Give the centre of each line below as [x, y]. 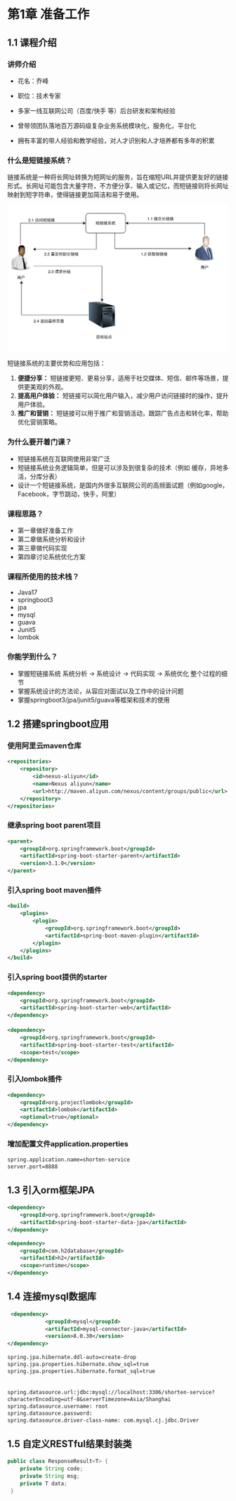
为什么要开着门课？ [40, 442]
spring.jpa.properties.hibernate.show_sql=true [78, 1364]
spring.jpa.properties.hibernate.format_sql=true [81, 1371]
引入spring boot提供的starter [57, 977]
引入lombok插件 [35, 1079]
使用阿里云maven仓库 [45, 745]
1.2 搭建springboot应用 [58, 724]
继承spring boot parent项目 [54, 825]
